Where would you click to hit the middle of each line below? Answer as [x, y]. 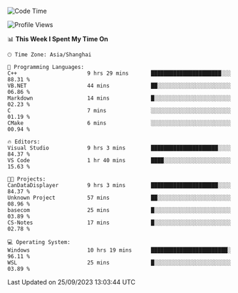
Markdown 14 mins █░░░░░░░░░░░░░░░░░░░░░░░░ [119, 98]
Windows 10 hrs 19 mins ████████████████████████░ [119, 250]
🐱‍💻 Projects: [27, 179]
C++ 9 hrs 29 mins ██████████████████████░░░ [119, 73]
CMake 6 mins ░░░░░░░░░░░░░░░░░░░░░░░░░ [119, 123]
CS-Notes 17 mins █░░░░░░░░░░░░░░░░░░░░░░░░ [119, 223]
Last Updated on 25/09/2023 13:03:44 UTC [71, 282]
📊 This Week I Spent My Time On [58, 39]
